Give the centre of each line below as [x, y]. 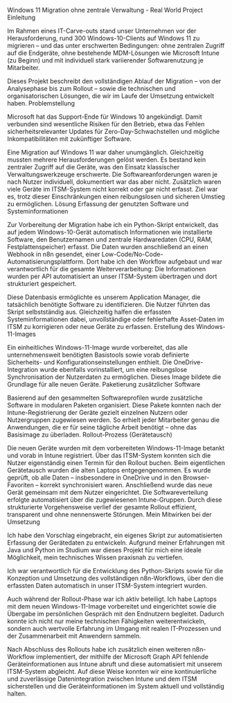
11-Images [21, 334]
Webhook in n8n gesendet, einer [54, 254]
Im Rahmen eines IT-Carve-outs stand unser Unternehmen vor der [102, 31]
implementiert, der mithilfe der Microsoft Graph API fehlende [122, 657]
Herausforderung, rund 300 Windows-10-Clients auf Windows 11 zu [104, 38]
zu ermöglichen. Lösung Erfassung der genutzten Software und [98, 204]
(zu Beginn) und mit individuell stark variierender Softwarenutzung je [106, 60]
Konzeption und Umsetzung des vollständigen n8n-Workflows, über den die [115, 578]
